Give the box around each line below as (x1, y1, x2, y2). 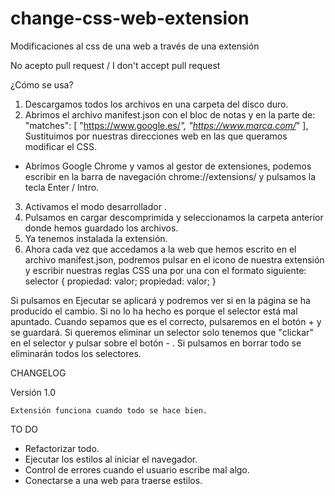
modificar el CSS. (24, 140, 97, 152)
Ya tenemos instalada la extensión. (24, 232, 168, 244)
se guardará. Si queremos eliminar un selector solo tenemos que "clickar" (10, 326, 314, 338)
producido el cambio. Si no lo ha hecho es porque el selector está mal (10, 305, 298, 317)
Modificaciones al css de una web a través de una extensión (10, 40, 260, 52)
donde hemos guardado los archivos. (24, 222, 179, 234)
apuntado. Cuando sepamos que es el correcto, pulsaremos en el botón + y (10, 315, 322, 327)
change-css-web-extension (10, 7, 250, 30)
